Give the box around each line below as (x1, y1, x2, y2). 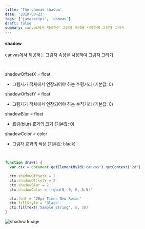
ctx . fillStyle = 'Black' (9, 201, 60, 206)
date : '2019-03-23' (5, 12, 45, 17)
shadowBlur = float (5, 111, 43, 117)
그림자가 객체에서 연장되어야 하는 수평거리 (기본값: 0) (12, 81, 113, 87)
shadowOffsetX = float (5, 71, 51, 77)
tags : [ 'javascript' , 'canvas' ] (5, 16, 71, 21)
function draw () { (5, 160, 42, 165)
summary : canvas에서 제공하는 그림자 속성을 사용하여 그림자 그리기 (5, 25, 125, 30)
